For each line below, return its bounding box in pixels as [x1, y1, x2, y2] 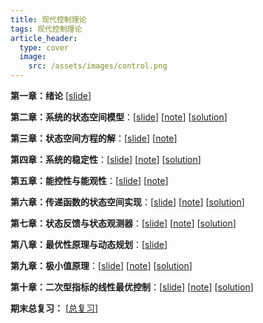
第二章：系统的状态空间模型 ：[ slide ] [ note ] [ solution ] [10, 111, 228, 123]
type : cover [19, 42, 70, 53]
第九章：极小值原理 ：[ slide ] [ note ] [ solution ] [10, 260, 193, 271]
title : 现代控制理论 [10, 14, 87, 25]
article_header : [10, 33, 78, 43]
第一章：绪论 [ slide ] [10, 90, 92, 101]
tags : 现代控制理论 [10, 24, 83, 34]
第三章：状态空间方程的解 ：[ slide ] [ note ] [10, 132, 178, 144]
